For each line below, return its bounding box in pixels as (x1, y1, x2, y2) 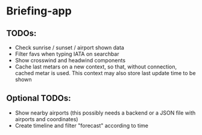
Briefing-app (6, 4, 72, 18)
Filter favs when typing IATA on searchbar (14, 50, 119, 58)
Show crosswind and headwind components (14, 57, 125, 64)
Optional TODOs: (6, 93, 71, 103)
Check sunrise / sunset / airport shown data (14, 44, 125, 51)
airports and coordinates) (14, 115, 78, 122)
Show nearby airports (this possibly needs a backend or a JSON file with (14, 109, 196, 116)
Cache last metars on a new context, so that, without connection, (14, 63, 177, 70)
